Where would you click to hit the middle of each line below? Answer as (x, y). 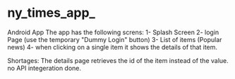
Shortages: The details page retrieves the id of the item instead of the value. (118, 60)
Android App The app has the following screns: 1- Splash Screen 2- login (113, 32)
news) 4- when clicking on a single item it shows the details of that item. (112, 47)
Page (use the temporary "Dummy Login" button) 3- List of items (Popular (115, 39)
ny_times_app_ (51, 13)
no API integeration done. (44, 68)
